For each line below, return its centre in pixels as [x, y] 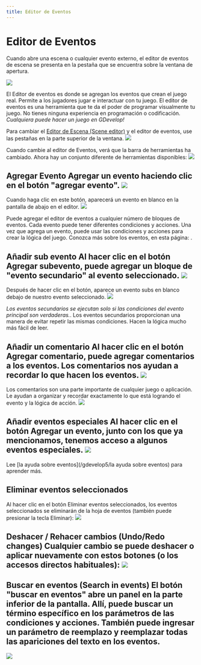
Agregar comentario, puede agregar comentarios [100, 356]
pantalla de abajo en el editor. [43, 207]
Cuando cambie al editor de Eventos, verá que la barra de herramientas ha [99, 150]
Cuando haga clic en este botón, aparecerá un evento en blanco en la [92, 200]
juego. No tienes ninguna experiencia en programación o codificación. [93, 113]
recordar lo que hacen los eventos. [73, 375]
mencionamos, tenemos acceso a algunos [87, 440]
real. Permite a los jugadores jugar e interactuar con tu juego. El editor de [97, 100]
